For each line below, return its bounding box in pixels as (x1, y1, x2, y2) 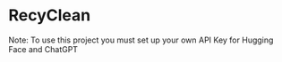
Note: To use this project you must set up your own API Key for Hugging (8, 35, 274, 45)
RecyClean (8, 5, 91, 26)
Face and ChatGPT (8, 43, 78, 54)
